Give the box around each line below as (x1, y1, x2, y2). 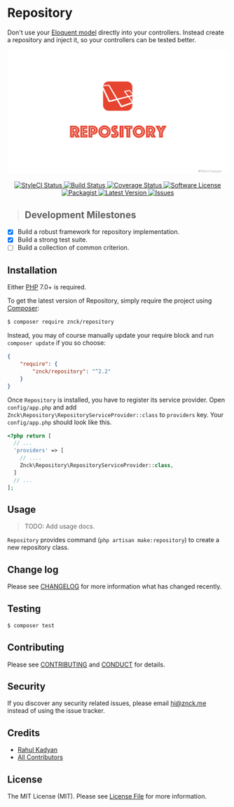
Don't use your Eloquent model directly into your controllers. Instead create (7, 28, 224, 37)
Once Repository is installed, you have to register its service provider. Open (7, 395, 226, 404)
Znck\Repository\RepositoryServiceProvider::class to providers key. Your (7, 410, 224, 419)
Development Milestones (24, 209, 137, 221)
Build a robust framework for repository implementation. (17, 228, 180, 236)
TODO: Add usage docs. (24, 522, 95, 531)
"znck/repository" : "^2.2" (32, 367, 111, 375)
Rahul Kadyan (17, 746, 58, 754)
